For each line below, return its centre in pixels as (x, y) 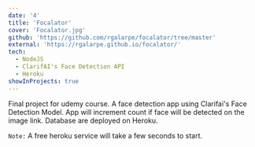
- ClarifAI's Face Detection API (70, 67)
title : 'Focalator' (40, 23)
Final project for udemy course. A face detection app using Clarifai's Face (128, 104)
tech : (17, 52)
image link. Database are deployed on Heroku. (83, 120)
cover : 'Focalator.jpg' (47, 30)
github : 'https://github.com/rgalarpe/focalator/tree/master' (112, 37)
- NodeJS (30, 60)
